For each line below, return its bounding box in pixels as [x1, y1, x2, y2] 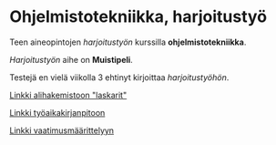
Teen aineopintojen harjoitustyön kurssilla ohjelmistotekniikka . [9, 36, 247, 47]
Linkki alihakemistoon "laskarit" [9, 89, 128, 100]
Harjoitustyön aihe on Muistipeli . [9, 54, 134, 65]
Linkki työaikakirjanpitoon [9, 107, 106, 118]
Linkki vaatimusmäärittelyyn [9, 125, 115, 136]
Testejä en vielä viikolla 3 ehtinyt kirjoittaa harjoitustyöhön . [9, 71, 230, 83]
